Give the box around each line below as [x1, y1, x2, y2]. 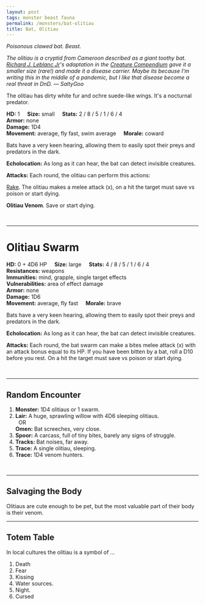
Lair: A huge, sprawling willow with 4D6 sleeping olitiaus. [15, 412, 160, 419]
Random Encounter [6, 389, 81, 400]
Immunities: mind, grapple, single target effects [6, 274, 127, 281]
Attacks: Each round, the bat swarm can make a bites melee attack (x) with [6, 342, 196, 349]
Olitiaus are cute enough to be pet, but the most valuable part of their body [6, 502, 195, 509]
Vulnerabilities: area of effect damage [6, 280, 104, 288]
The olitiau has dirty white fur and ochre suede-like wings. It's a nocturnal [6, 92, 192, 99]
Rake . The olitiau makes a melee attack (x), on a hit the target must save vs [6, 183, 195, 191]
